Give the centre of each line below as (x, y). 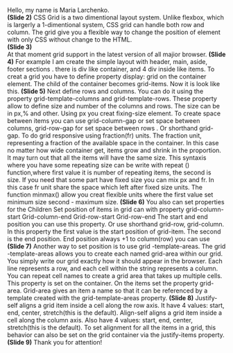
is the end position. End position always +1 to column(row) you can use (109, 239)
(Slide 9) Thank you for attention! (55, 342)
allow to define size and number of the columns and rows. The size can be (114, 106)
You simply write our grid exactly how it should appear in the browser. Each (115, 261)
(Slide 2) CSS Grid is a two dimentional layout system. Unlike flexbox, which (115, 17)
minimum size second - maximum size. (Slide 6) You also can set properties (116, 202)
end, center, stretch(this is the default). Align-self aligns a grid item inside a (115, 313)
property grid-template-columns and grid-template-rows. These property (112, 99)
